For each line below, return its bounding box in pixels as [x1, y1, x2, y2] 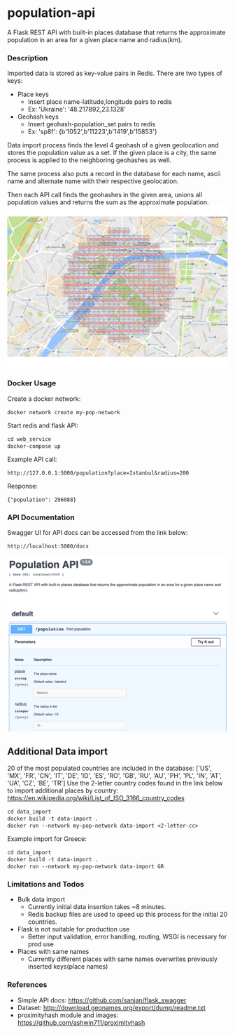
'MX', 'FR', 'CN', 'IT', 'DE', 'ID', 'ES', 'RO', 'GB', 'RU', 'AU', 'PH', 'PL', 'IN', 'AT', [7, 771, 222, 780]
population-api [7, 5, 96, 21]
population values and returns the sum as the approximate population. [7, 198, 209, 206]
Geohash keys [17, 112, 59, 121]
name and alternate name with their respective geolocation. [7, 177, 179, 185]
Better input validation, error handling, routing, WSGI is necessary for [27, 932, 227, 941]
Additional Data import [7, 745, 108, 757]
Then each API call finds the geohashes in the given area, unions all [7, 191, 203, 199]
